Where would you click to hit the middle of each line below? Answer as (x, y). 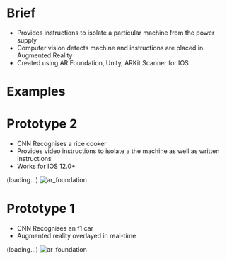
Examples (36, 92)
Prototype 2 (42, 124)
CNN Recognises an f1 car (55, 228)
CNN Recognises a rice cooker (62, 144)
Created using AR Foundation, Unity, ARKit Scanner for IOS (103, 62)
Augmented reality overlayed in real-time (76, 236)
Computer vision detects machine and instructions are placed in (110, 48)
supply (27, 40)
